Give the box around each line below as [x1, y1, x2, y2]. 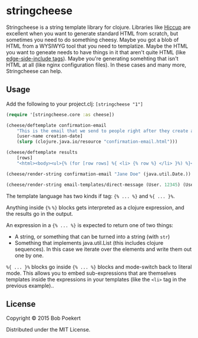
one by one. [14, 252, 44, 259]
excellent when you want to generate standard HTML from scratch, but [6, 29, 179, 37]
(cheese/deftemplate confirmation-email [6, 122, 107, 128]
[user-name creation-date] [16, 133, 83, 139]
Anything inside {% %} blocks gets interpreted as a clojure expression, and [6, 204, 184, 211]
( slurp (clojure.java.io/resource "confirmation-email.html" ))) [16, 139, 178, 145]
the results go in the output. [6, 210, 74, 217]
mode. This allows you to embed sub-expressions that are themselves [6, 270, 177, 277]
